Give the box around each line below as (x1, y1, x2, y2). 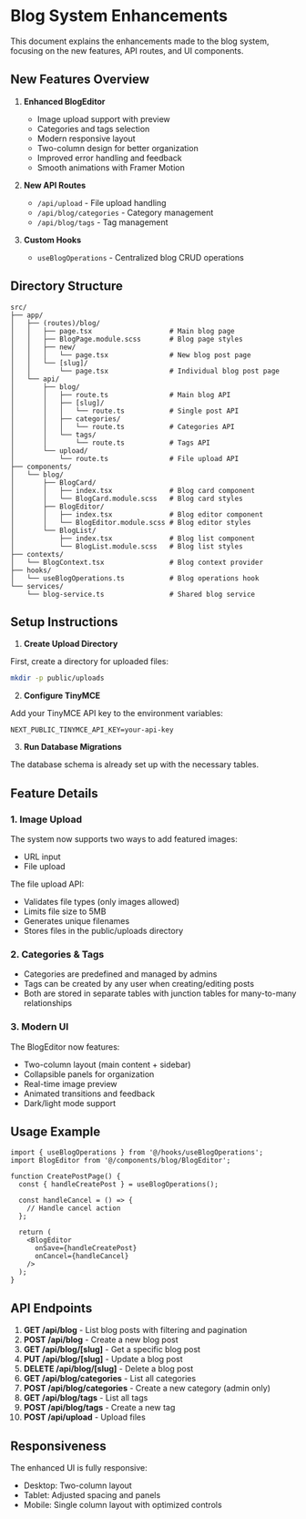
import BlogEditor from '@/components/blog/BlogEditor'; (10, 1156, 231, 1165)
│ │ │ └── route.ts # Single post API (10, 406, 240, 416)
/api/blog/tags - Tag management (36, 216, 168, 228)
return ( (18, 1227, 52, 1237)
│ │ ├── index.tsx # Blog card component (10, 486, 256, 495)
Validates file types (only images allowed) (23, 896, 180, 907)
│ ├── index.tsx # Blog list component (10, 534, 256, 543)
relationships (23, 998, 72, 1009)
